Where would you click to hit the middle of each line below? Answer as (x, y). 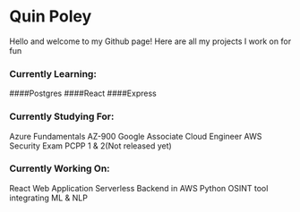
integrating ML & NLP (48, 198)
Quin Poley (51, 17)
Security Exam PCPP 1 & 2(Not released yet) (90, 146)
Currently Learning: (53, 73)
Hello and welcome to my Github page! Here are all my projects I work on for (150, 41)
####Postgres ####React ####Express (83, 93)
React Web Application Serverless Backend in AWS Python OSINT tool (139, 188)
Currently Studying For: (62, 116)
